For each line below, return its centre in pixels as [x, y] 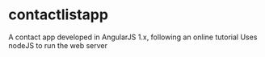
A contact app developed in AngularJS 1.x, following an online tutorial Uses [133, 37]
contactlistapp [59, 15]
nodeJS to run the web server [58, 45]
